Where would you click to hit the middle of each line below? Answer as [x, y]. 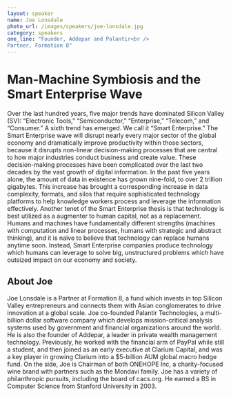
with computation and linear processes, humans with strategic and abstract [114, 230]
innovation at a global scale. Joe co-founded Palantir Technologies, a [106, 313]
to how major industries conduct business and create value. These [102, 157]
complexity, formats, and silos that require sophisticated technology [103, 194]
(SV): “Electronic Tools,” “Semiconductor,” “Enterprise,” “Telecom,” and [108, 121]
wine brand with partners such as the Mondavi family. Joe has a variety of [112, 371]
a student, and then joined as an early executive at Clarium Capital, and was [115, 349]
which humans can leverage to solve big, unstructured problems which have [115, 252]
